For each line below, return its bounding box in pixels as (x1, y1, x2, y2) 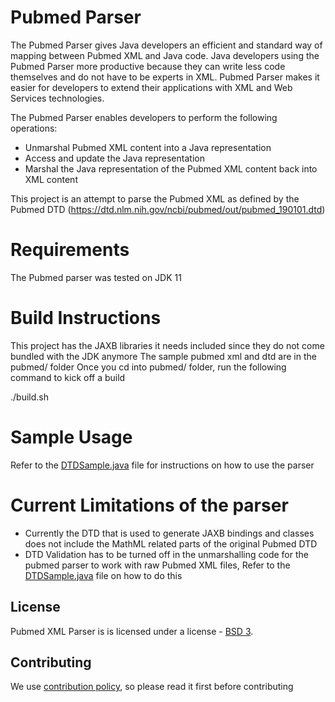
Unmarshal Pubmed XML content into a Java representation (24, 141, 272, 153)
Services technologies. (10, 92, 105, 104)
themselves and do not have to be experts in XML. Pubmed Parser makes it (10, 71, 320, 83)
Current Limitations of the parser (10, 494, 289, 516)
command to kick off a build (10, 371, 126, 383)
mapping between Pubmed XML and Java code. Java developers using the (10, 49, 320, 61)
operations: (10, 122, 58, 134)
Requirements (10, 239, 130, 261)
